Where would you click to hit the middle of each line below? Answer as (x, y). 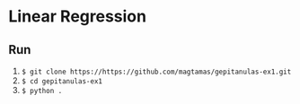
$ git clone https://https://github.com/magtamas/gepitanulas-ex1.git (156, 72)
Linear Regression (78, 17)
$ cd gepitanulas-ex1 (62, 82)
